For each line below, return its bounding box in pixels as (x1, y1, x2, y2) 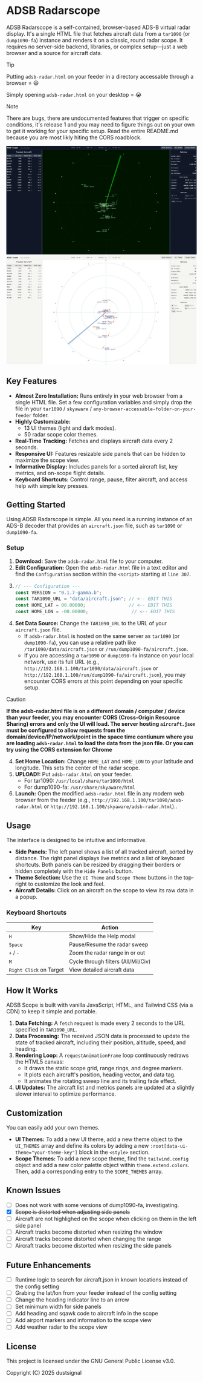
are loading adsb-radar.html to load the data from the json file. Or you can (6, 740, 194, 747)
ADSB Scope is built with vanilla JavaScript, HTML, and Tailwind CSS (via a (6, 1001, 193, 1009)
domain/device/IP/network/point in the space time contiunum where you (6, 733, 193, 740)
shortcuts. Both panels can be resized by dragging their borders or (14, 861, 181, 868)
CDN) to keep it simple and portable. (6, 1008, 97, 1015)
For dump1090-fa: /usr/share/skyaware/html (24, 783, 136, 791)
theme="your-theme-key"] (14, 1150, 78, 1156)
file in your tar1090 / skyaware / (14, 405, 92, 412)
